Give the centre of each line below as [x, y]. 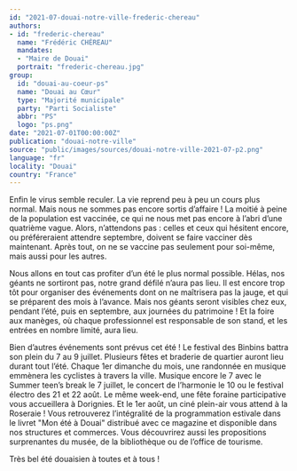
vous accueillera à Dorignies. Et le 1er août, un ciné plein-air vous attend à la [148, 404]
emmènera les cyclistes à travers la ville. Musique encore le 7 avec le [135, 376]
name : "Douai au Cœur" [59, 92]
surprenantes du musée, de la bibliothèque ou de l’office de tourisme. [136, 442]
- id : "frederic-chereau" [57, 34]
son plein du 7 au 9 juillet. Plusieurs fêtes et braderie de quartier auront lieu [146, 357]
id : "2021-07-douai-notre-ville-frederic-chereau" [105, 17]
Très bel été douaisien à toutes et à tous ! [84, 459]
